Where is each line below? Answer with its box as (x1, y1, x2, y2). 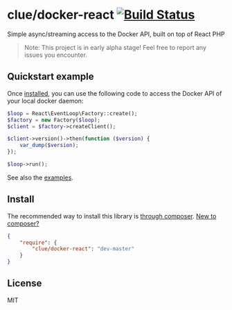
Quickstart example (7, 71, 95, 83)
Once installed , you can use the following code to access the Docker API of (7, 89, 222, 97)
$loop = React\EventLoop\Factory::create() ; (7, 110, 138, 117)
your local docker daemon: (7, 96, 84, 105)
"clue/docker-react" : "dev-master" (32, 246, 135, 252)
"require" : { (19, 239, 57, 246)
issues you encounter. (24, 51, 88, 59)
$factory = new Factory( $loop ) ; (7, 117, 100, 123)
